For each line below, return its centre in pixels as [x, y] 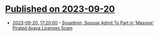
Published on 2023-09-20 [60, 9]
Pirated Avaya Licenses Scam [42, 28]
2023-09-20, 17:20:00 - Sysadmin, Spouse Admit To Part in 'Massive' [83, 23]
